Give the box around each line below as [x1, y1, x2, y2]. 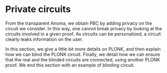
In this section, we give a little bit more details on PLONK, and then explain [5, 46, 161, 52]
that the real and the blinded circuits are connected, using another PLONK [5, 56, 160, 62]
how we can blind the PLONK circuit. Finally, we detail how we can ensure [5, 51, 160, 57]
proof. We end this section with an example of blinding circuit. [5, 62, 135, 68]
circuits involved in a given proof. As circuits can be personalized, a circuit [5, 31, 161, 37]
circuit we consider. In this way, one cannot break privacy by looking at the [5, 25, 162, 31]
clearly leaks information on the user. [5, 36, 83, 42]
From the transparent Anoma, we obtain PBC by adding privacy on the [5, 20, 152, 26]
